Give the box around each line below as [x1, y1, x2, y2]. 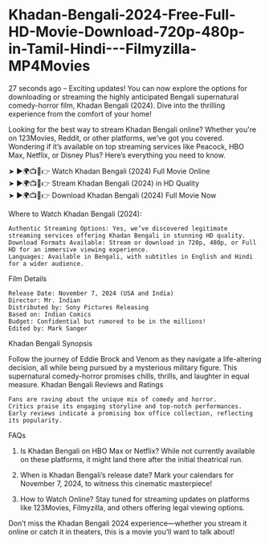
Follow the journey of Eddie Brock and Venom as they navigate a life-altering [8, 354, 262, 363]
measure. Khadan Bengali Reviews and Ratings [8, 379, 164, 389]
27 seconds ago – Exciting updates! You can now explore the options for [8, 83, 247, 93]
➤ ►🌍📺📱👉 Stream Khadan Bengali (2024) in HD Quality [8, 178, 200, 188]
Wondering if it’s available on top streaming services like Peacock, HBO [8, 141, 245, 151]
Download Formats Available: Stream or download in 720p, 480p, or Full [8, 239, 257, 247]
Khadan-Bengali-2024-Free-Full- [8, 6, 236, 24]
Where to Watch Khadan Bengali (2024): [8, 209, 142, 219]
